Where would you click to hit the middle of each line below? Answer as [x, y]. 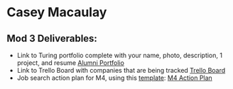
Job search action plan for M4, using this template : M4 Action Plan [114, 78]
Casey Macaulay [57, 12]
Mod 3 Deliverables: [52, 38]
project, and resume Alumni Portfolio [71, 63]
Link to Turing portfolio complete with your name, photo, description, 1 [120, 55]
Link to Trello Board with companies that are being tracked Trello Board [121, 70]
